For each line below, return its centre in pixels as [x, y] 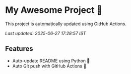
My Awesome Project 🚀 [54, 10]
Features [19, 49]
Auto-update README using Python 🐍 [51, 61]
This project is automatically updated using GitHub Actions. [66, 24]
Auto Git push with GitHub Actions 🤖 [49, 66]
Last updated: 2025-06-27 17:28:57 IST [46, 33]
